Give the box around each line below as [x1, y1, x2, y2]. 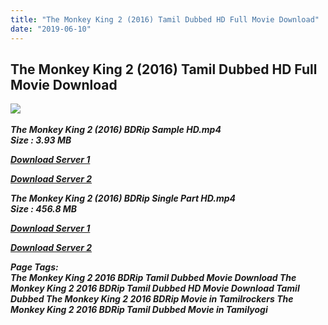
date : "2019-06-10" [10, 24, 92, 34]
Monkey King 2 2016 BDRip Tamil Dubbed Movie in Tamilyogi [10, 304, 268, 316]
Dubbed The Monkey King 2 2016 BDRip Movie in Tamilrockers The [10, 293, 294, 305]
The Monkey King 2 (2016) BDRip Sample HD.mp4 [10, 124, 222, 136]
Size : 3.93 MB [10, 134, 72, 146]
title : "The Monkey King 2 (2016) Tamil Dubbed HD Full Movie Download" [10, 14, 320, 25]
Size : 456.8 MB [10, 203, 78, 215]
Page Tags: [10, 261, 59, 273]
